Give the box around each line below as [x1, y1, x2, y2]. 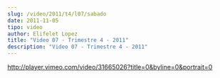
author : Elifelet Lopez [7, 30, 78, 38]
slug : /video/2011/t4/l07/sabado [7, 10, 107, 18]
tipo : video [7, 23, 43, 30]
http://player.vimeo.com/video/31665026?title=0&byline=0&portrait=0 [7, 63, 213, 71]
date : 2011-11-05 [7, 17, 59, 24]
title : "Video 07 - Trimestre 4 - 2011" [7, 37, 130, 44]
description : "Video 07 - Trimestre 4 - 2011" [7, 43, 148, 50]
